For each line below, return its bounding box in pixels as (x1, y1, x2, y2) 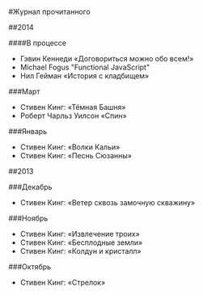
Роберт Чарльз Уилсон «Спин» (19, 111, 127, 120)
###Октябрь (8, 262, 51, 272)
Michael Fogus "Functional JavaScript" (19, 62, 150, 72)
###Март (8, 86, 40, 96)
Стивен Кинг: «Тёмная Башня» (19, 103, 126, 112)
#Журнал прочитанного (8, 7, 91, 16)
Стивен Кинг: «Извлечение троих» (19, 230, 140, 238)
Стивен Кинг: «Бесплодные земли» (19, 238, 143, 247)
